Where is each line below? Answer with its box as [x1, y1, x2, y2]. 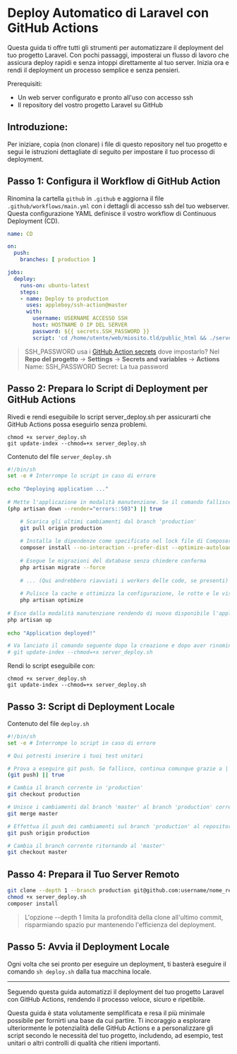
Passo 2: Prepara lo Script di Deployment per [7, 383, 208, 395]
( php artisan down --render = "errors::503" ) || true [7, 505, 162, 513]
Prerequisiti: [7, 79, 42, 88]
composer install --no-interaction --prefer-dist [20, 544, 169, 551]
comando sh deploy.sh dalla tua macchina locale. [7, 967, 152, 976]
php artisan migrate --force [20, 563, 106, 571]
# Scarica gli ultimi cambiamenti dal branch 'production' [20, 517, 197, 525]
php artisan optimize [20, 597, 83, 604]
